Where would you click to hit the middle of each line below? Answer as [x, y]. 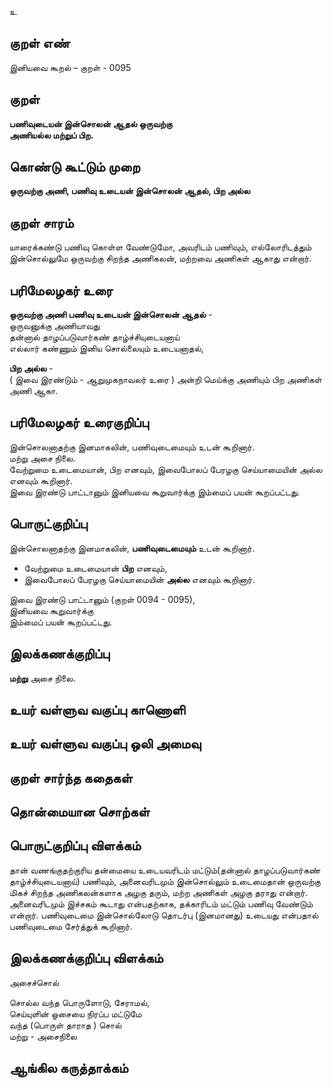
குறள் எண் [40, 43]
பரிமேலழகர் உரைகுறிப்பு [79, 422]
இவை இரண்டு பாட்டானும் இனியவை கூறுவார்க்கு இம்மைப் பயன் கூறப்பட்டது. [155, 492]
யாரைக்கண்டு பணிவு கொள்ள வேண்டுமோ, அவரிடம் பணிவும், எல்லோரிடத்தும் [160, 247]
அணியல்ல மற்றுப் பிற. [51, 135]
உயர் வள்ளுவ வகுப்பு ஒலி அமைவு [105, 744]
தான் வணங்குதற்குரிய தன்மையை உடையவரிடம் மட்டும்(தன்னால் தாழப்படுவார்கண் [165, 870]
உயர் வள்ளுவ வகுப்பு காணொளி [97, 709]
